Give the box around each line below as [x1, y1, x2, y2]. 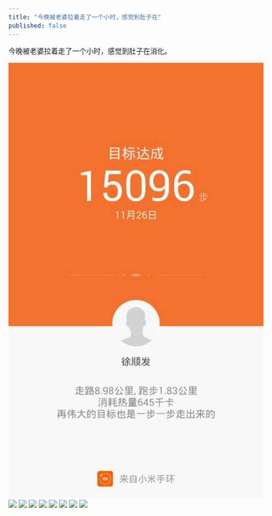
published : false [8, 21, 67, 30]
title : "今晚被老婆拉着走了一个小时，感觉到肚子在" [8, 13, 162, 21]
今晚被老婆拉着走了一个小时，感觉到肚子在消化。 [8, 45, 172, 56]
